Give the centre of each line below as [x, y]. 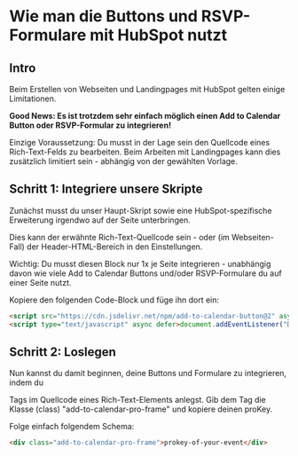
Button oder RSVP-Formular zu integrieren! [90, 125]
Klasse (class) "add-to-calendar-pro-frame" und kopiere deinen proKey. [141, 409]
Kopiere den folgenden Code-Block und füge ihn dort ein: [114, 300]
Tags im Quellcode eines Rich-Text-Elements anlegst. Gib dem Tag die [137, 400]
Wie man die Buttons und [103, 16]
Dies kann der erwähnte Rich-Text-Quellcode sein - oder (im [120, 237]
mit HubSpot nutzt [159, 35]
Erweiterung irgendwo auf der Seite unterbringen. [100, 220]
